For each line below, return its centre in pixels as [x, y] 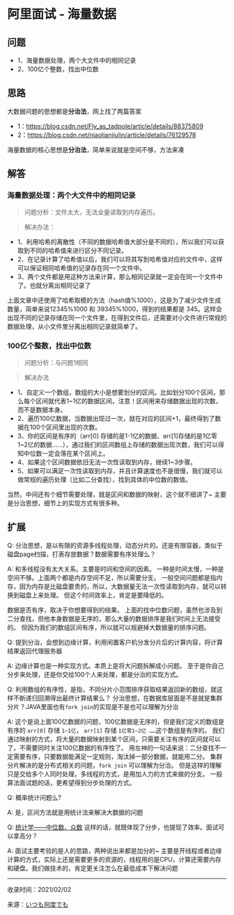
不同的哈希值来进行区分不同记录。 [78, 250]
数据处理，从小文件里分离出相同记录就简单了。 [74, 326]
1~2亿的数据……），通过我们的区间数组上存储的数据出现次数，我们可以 [118, 445]
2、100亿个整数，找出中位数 [58, 69]
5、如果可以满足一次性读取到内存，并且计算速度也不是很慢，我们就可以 [120, 470]
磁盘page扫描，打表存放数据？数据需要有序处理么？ [82, 554]
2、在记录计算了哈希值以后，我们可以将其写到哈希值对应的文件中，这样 [120, 259]
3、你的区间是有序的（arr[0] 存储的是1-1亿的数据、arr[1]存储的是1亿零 [117, 436]
